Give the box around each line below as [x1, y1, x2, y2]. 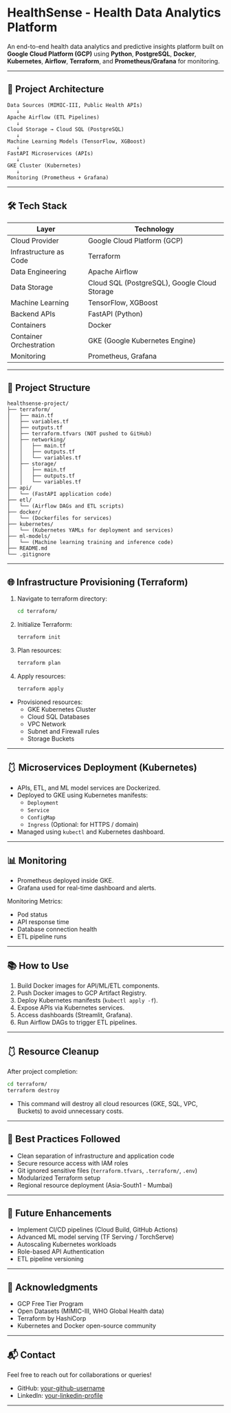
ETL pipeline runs [16, 932, 67, 941]
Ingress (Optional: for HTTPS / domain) [27, 820, 139, 828]
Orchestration [10, 340, 55, 350]
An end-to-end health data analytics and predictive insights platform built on [7, 42, 224, 50]
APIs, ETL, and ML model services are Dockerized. [16, 783, 161, 792]
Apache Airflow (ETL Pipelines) [7, 114, 100, 121]
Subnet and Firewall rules [27, 727, 100, 735]
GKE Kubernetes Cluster [27, 705, 96, 713]
